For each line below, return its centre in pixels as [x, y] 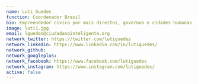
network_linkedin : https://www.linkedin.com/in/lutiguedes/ [82, 45]
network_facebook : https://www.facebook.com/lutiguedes [76, 61]
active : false [24, 72]
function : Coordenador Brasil [44, 17]
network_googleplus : [32, 56]
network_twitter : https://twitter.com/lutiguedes [69, 39]
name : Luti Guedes [29, 12]
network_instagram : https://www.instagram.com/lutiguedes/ [81, 67]
